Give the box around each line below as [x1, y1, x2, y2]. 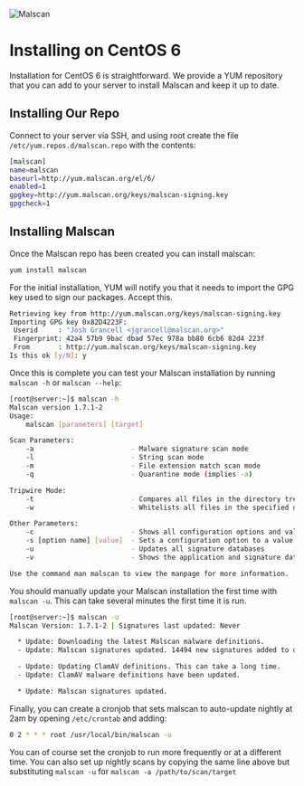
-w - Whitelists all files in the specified [25, 503, 290, 512]
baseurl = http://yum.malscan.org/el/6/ [9, 174, 156, 183]
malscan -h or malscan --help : [9, 376, 122, 388]
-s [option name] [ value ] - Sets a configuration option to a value [25, 536, 294, 545]
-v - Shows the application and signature [25, 553, 281, 562]
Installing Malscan [9, 224, 116, 240]
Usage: [9, 412, 34, 421]
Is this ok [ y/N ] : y [9, 351, 88, 361]
